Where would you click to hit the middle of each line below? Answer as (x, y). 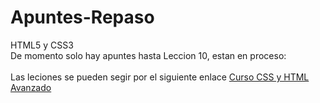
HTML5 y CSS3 (42, 45)
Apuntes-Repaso (82, 17)
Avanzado (31, 87)
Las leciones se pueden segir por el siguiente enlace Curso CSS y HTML (160, 77)
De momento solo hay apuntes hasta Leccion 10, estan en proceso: (148, 55)
